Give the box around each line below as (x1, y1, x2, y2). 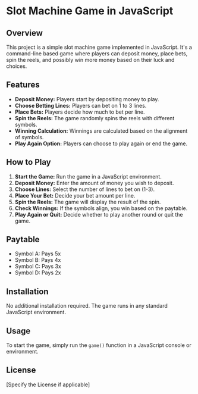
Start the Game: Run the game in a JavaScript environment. (14, 173, 162, 180)
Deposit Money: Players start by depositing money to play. (14, 95, 159, 102)
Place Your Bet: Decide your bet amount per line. (14, 192, 136, 199)
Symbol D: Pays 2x (14, 269, 61, 276)
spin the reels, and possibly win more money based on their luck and (6, 57, 175, 63)
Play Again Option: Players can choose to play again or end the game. (14, 140, 188, 147)
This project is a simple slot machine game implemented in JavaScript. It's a (6, 43, 192, 51)
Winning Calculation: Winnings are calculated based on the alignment (14, 127, 188, 135)
